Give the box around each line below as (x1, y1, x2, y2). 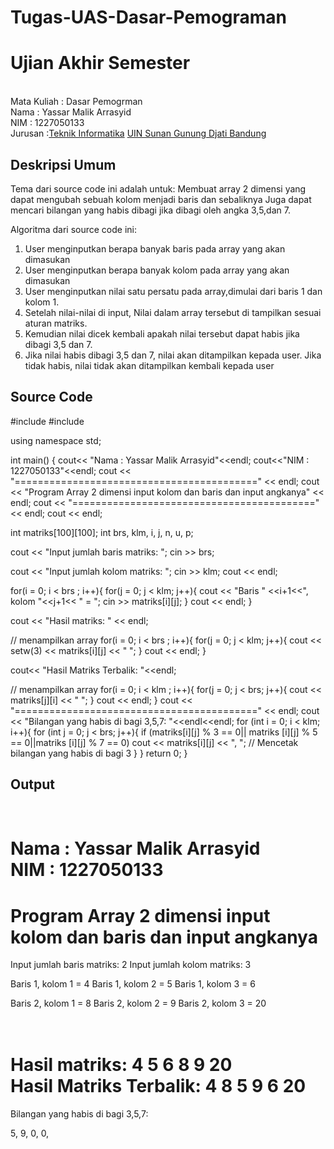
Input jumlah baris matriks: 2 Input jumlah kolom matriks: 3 (10, 959, 252, 971)
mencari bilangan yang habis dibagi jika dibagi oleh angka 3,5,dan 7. (10, 204, 291, 216)
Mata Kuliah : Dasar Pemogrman (10, 96, 143, 108)
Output (10, 776, 55, 793)
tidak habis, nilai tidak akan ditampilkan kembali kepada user (24, 359, 275, 371)
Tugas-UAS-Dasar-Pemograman (10, 6, 288, 29)
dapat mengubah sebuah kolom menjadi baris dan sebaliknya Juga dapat (10, 193, 312, 205)
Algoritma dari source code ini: (10, 223, 137, 235)
